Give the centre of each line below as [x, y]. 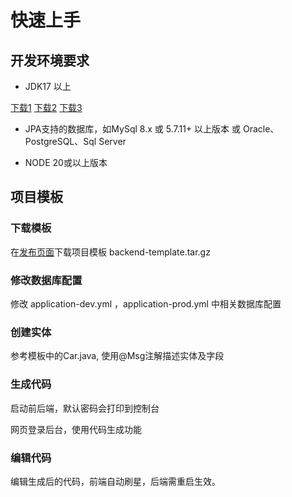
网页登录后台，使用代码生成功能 [76, 429]
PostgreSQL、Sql [60, 141]
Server [112, 141]
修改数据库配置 [46, 280]
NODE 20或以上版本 [66, 162]
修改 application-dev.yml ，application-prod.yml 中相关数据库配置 [146, 303]
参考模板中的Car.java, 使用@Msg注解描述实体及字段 [117, 356]
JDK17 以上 [48, 86]
